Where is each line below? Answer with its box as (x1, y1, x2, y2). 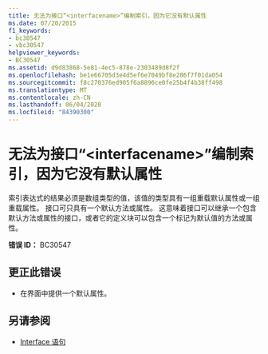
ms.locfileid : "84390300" (8, 109, 94, 117)
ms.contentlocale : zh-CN (8, 93, 91, 101)
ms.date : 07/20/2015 (8, 19, 77, 27)
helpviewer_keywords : (8, 49, 81, 57)
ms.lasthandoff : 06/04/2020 (8, 101, 102, 109)
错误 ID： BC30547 (8, 240, 72, 249)
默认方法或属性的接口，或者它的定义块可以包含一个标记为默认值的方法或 (8, 213, 246, 222)
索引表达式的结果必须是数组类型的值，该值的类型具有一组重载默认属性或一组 (8, 193, 260, 202)
